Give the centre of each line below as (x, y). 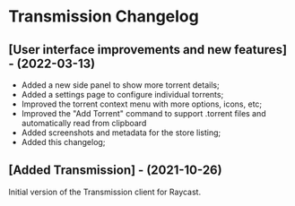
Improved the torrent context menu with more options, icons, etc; (142, 104)
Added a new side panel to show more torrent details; (121, 85)
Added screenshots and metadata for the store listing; (121, 133)
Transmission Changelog (104, 17)
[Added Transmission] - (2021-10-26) (115, 171)
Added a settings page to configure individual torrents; (122, 94)
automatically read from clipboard (84, 123)
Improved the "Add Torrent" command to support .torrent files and (143, 113)
